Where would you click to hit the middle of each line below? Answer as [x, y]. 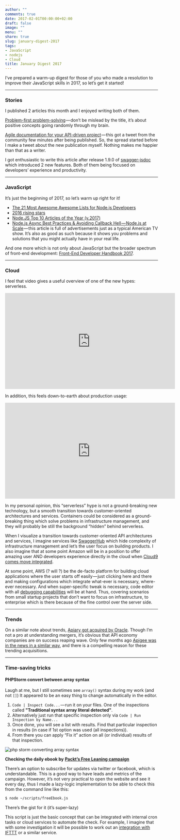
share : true [17, 37]
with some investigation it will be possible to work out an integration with [78, 827]
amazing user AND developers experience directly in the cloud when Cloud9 [82, 557]
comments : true [20, 14]
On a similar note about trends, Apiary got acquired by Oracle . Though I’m [79, 630]
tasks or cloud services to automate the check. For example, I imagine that [80, 822]
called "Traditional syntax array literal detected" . [62, 710]
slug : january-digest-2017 [32, 41]
